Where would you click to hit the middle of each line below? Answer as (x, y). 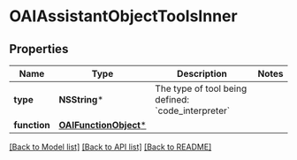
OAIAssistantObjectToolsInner (123, 16)
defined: (172, 99)
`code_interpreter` (192, 110)
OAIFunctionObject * (103, 125)
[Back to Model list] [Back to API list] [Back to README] (110, 147)
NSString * (81, 99)
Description (202, 74)
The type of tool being (201, 88)
